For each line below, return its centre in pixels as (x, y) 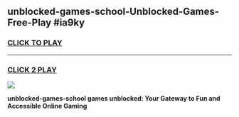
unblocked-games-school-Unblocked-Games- (113, 12)
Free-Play (30, 23)
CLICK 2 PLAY (32, 69)
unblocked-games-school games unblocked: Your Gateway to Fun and (114, 98)
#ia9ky (69, 23)
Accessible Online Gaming (47, 106)
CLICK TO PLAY (35, 43)
